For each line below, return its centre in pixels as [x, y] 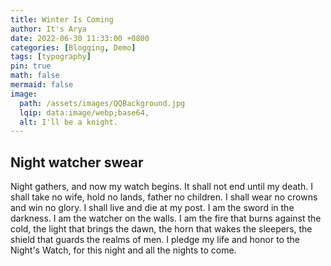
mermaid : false [42, 85]
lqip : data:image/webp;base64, [84, 112]
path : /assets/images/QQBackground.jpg [102, 103]
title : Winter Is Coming [62, 19]
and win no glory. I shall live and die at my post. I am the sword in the [152, 208]
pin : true [31, 66]
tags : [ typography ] [51, 57]
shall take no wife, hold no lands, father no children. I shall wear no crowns [164, 197]
